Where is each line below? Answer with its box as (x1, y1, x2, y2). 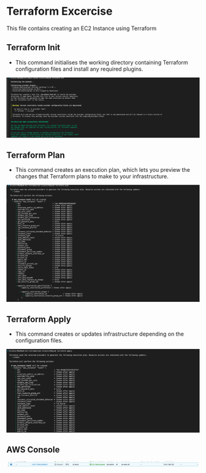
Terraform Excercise (6, 4, 113, 18)
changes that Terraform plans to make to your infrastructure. (15, 173, 169, 180)
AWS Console (6, 445, 60, 455)
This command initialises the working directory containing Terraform (15, 58, 188, 66)
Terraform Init (6, 42, 61, 53)
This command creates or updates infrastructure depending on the (15, 330, 184, 338)
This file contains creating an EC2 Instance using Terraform (6, 25, 157, 32)
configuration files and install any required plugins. (15, 65, 143, 72)
